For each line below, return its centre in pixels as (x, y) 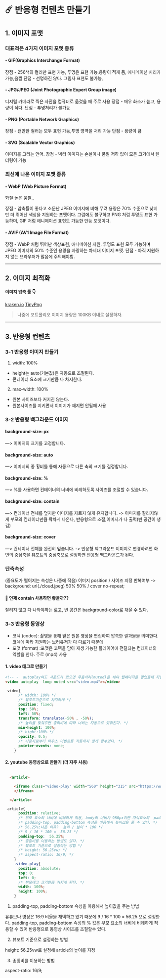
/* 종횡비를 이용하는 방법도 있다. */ (51, 841)
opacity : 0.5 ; (33, 737)
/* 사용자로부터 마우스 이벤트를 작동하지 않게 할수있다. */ (70, 741)
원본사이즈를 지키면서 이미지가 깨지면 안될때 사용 (59, 405)
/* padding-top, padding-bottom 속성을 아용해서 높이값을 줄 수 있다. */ (88, 823)
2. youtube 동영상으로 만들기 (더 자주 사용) (46, 762)
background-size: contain (32, 501)
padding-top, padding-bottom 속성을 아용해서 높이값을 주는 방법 (76, 906)
